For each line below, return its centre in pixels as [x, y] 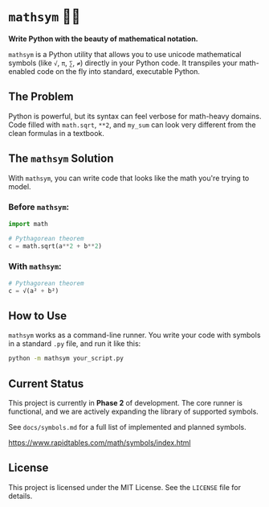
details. [20, 496]
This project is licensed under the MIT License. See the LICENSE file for [124, 487]
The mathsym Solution [61, 159]
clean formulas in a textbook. [56, 133]
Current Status [46, 383]
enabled [22, 71]
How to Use [38, 316]
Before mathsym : [39, 207]
